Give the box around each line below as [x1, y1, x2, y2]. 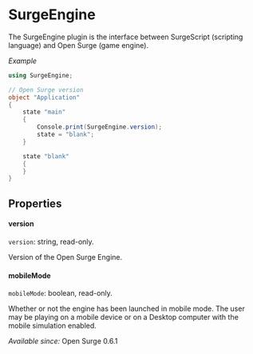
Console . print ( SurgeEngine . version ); [37, 123, 162, 131]
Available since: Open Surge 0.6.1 [8, 336, 118, 346]
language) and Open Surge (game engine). [8, 40, 149, 50]
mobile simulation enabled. [8, 321, 97, 331]
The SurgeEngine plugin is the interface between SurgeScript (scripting [8, 32, 243, 42]
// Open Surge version [8, 86, 84, 93]
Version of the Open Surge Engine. [8, 252, 122, 261]
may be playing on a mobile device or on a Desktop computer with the [8, 312, 239, 322]
